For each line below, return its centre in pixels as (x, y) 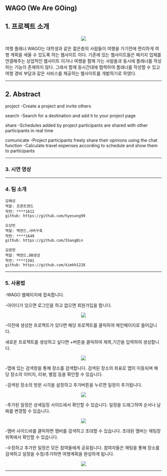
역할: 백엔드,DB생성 (23, 255)
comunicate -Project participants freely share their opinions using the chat (81, 140)
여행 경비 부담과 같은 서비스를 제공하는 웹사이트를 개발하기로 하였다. (71, 74)
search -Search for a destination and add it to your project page (70, 116)
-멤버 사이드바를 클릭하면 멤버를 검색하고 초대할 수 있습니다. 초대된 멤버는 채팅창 (83, 431)
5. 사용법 (15, 283)
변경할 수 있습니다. (32, 411)
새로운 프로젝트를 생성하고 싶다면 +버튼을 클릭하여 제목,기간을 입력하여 (74, 342)
